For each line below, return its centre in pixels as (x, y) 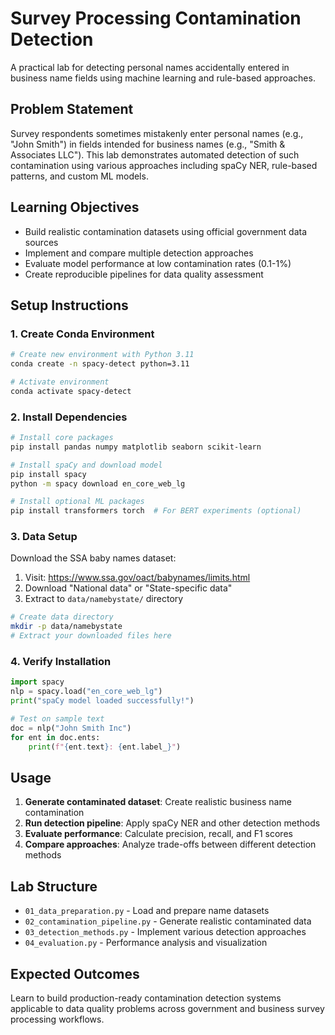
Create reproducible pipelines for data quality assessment (144, 274)
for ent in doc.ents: (55, 737)
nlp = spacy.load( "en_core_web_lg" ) (86, 692)
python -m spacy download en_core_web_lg (98, 483)
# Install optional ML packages (77, 502)
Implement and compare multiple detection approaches (139, 253)
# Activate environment (60, 382)
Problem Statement (72, 109)
